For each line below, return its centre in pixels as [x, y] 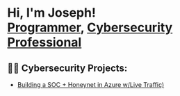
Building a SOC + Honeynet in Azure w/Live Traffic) [91, 85]
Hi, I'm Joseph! [51, 13]
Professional [44, 42]
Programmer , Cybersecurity [90, 27]
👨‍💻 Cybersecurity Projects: [67, 68]
